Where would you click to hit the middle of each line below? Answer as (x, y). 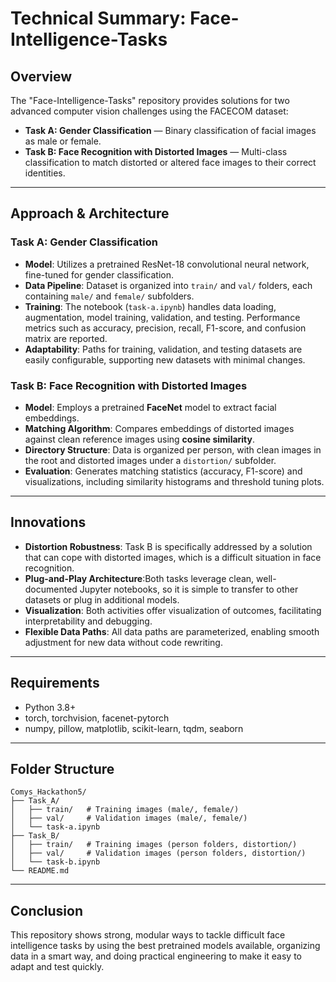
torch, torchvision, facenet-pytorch (97, 718)
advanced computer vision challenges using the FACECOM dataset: (149, 111)
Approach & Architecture (90, 213)
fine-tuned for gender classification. (99, 274)
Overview (41, 76)
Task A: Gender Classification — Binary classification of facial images (170, 130)
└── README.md (40, 871)
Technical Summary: (98, 18)
